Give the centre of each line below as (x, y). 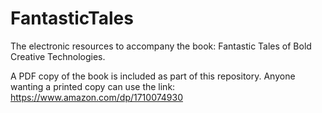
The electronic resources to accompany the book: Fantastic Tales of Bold (161, 46)
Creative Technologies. (58, 56)
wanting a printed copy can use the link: (93, 86)
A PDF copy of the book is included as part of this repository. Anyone (153, 76)
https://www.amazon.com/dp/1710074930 (97, 97)
